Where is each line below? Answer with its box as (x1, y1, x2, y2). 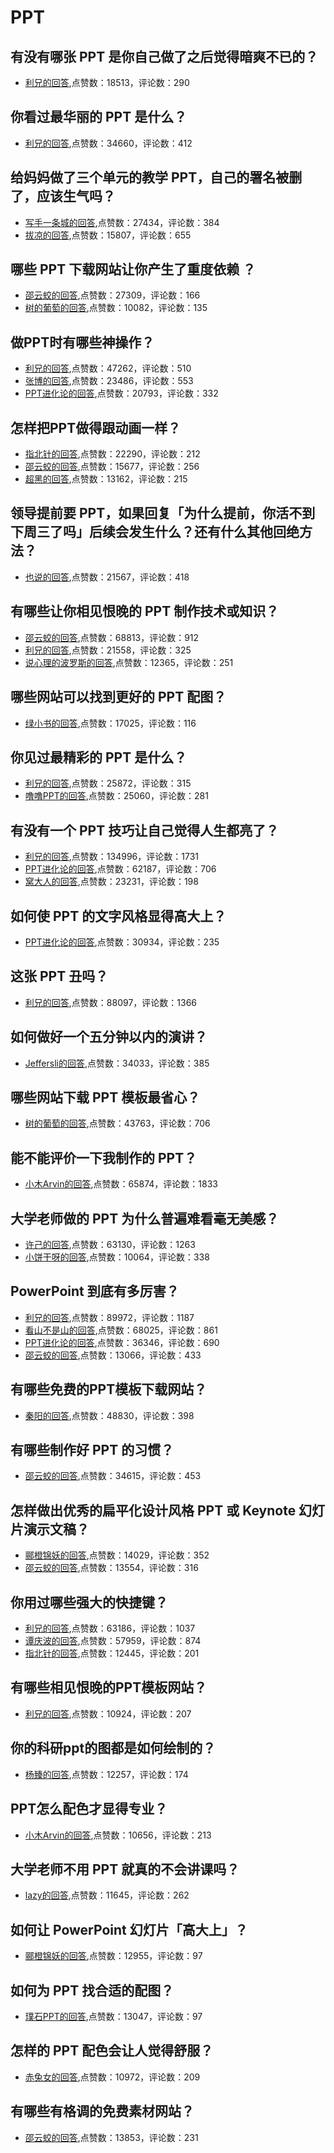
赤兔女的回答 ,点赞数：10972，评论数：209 (24, 2071, 201, 2083)
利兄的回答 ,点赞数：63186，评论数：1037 (24, 1622, 196, 1635)
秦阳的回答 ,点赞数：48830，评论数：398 (24, 1409, 195, 1421)
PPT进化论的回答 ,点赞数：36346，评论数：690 (24, 1336, 220, 1348)
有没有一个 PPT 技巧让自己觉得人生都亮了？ (10, 822, 280, 839)
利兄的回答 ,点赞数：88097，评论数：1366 (24, 996, 198, 1008)
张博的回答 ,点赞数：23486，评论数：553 (24, 375, 194, 387)
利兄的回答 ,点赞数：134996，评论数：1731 (24, 851, 199, 863)
